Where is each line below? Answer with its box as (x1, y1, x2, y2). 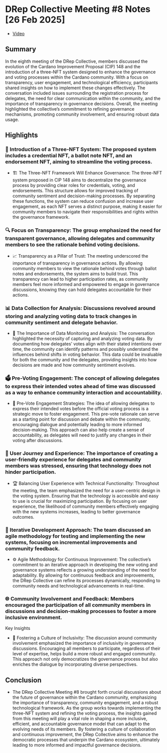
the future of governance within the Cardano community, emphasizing (12, 694, 157, 701)
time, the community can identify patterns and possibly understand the (12, 346, 159, 352)
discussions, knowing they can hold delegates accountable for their (12, 287, 152, 293)
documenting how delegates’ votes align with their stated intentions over (12, 341, 162, 347)
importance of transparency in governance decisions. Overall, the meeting (5, 101, 158, 107)
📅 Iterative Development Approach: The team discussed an (5, 526, 151, 533)
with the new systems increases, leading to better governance (12, 508, 141, 514)
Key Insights (5, 625, 31, 631)
